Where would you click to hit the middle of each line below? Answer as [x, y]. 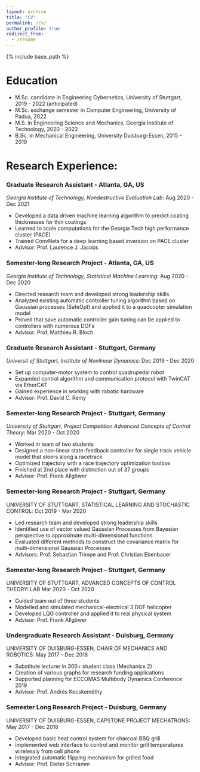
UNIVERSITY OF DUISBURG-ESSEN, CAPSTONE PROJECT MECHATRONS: [98, 720]
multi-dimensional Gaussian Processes [63, 548]
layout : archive [26, 12]
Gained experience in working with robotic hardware [79, 391]
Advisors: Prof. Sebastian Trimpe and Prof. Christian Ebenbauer [93, 554]
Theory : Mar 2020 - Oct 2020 [43, 433]
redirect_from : [25, 34]
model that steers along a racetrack [59, 457]
